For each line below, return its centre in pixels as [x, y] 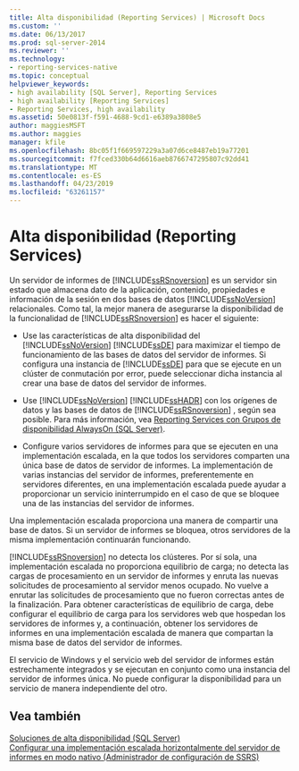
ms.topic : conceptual [50, 76]
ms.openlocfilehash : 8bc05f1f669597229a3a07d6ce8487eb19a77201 [129, 150]
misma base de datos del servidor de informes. [96, 642]
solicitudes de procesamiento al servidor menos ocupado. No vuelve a [139, 585]
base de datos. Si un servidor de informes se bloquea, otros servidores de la [150, 530]
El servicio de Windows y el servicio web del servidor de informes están [142, 659]
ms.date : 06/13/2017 [48, 34]
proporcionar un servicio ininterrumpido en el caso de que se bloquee [150, 494]
